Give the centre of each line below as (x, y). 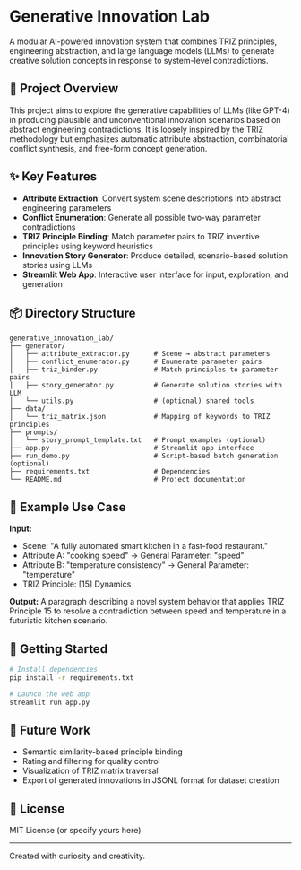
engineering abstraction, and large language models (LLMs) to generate (142, 50)
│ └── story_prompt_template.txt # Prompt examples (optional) (138, 440)
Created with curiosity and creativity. (77, 856)
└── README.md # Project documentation (128, 480)
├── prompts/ (34, 432)
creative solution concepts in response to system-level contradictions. (139, 60)
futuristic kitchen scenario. (59, 621)
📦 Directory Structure (73, 313)
